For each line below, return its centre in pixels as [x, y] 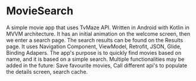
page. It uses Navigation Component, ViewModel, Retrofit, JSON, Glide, [94, 46]
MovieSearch [40, 11]
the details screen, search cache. [47, 71]
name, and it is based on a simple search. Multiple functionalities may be [95, 59]
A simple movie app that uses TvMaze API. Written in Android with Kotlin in [98, 27]
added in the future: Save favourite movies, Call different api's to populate [97, 65]
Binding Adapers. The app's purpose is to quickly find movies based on [94, 52]
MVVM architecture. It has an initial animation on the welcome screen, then [98, 33]
